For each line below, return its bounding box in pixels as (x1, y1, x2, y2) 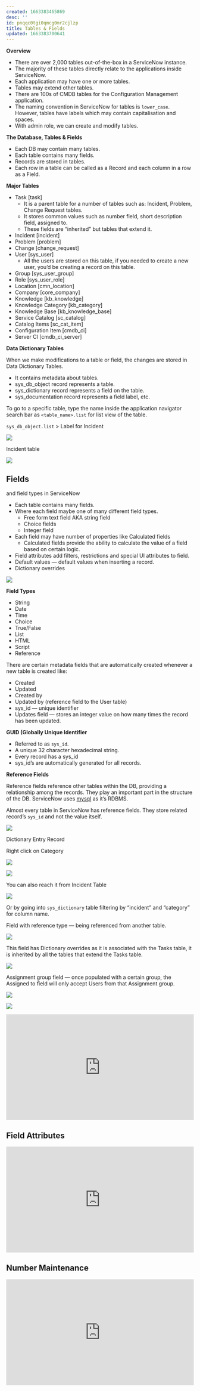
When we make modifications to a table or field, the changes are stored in (6, 356, 187, 364)
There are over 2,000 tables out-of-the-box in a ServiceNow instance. (14, 59, 187, 66)
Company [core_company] (14, 289, 80, 296)
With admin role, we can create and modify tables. (14, 122, 139, 129)
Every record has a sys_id (14, 753, 79, 760)
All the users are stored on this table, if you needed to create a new (23, 257, 189, 264)
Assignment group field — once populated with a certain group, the (6, 973, 171, 981)
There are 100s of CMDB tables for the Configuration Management (14, 91, 179, 98)
